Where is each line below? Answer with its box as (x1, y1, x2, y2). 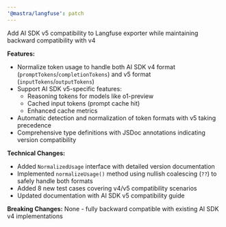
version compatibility (16, 135, 77, 144)
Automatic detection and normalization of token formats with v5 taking (16, 114, 216, 122)
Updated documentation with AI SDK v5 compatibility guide (16, 191, 185, 200)
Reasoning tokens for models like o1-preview (27, 92, 154, 100)
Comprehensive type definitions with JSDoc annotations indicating (16, 128, 205, 136)
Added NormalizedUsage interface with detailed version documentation (16, 162, 216, 170)
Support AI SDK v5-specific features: (16, 84, 122, 93)
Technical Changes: (7, 149, 66, 157)
